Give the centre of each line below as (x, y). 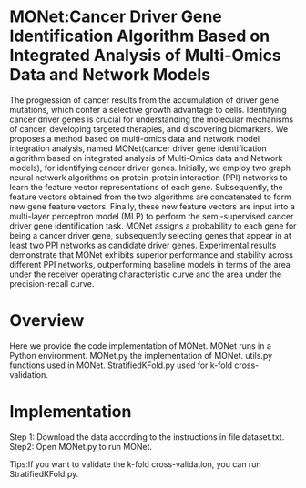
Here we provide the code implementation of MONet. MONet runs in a (140, 346)
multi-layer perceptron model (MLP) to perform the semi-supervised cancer (152, 216)
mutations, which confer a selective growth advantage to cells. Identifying (148, 109)
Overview (47, 321)
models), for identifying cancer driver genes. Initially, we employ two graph (150, 168)
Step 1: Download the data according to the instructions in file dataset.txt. (147, 437)
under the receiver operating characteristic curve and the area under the (146, 274)
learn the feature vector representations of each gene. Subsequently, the (147, 187)
